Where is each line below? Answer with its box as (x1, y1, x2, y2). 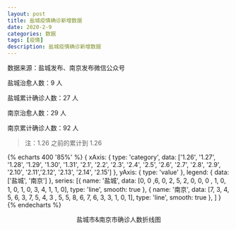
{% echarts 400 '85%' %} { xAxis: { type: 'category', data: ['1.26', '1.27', (7, 153, 216, 161)
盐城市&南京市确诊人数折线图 (76, 215, 161, 224)
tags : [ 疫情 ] (7, 37, 44, 44)
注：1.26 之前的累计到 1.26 (24, 139, 102, 147)
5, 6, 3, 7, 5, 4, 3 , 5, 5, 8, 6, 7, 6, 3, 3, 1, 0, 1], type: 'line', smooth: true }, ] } (7, 193, 221, 202)
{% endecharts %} (7, 201, 61, 209)
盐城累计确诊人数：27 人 (7, 93, 79, 102)
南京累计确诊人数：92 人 (7, 124, 79, 132)
